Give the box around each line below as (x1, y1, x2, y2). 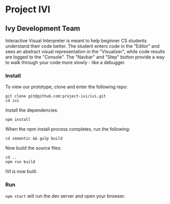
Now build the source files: (5, 145, 62, 151)
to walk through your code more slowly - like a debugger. (5, 59, 126, 65)
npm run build (5, 159, 36, 165)
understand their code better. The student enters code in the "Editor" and (5, 43, 160, 49)
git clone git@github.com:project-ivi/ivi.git (5, 94, 106, 99)
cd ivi (5, 98, 19, 104)
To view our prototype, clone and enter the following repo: (5, 84, 128, 90)
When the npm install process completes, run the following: (5, 126, 130, 132)
